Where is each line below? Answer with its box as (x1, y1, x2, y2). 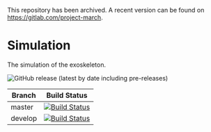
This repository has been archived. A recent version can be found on (7, 6, 205, 14)
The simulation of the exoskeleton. (7, 60, 107, 69)
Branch (11, 90, 36, 100)
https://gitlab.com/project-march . (7, 13, 103, 22)
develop (10, 113, 38, 123)
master (10, 102, 33, 112)
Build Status (46, 90, 88, 100)
